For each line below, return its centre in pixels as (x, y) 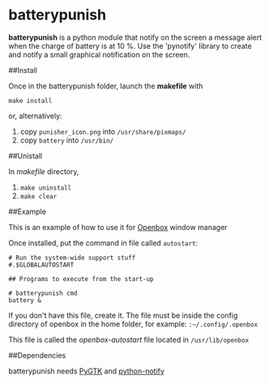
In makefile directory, (44, 171)
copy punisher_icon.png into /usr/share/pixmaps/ (103, 131)
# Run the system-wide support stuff (72, 258)
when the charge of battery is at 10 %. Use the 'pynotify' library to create (130, 45)
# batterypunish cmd (43, 293)
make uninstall (46, 188)
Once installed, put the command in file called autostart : (103, 243)
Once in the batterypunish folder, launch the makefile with (106, 86)
